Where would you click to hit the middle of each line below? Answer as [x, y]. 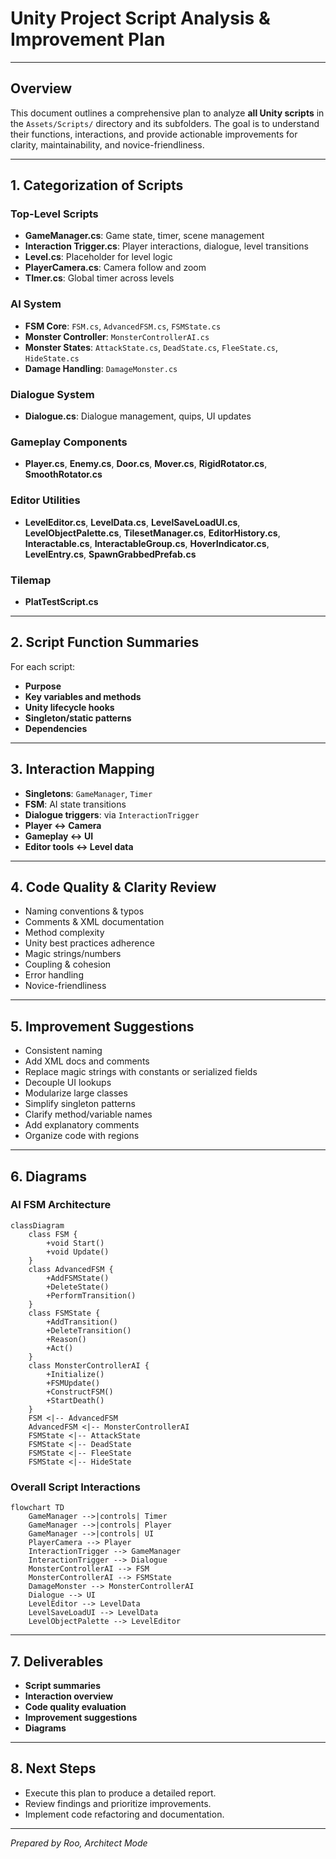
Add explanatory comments [82, 1125]
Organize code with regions [82, 1136]
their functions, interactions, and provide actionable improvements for [154, 134]
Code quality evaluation [75, 1706]
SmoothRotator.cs [63, 474]
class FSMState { [64, 1313]
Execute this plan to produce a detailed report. [120, 1793]
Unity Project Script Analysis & [140, 18]
